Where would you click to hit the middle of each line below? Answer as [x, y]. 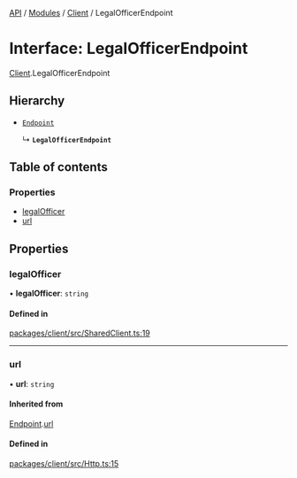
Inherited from [36, 404]
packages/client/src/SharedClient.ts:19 [80, 333]
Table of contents [58, 167]
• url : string [32, 383]
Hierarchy [37, 101]
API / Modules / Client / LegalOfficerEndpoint [91, 13]
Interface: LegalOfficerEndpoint [129, 49]
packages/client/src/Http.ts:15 [64, 464]
